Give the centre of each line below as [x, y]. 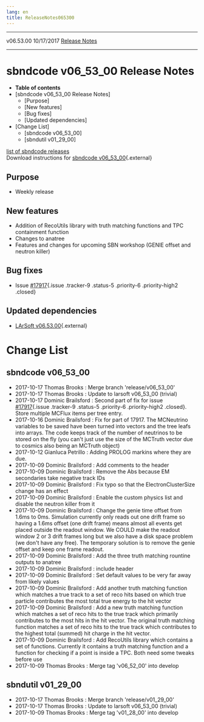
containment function [42, 232]
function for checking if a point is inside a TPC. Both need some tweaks [104, 653]
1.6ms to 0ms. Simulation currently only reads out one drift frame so [100, 517]
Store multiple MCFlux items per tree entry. [69, 413]
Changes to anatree [40, 239]
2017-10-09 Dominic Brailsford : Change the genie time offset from [98, 510]
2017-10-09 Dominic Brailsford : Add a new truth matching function [99, 607]
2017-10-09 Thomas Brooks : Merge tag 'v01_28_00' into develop [97, 712]
